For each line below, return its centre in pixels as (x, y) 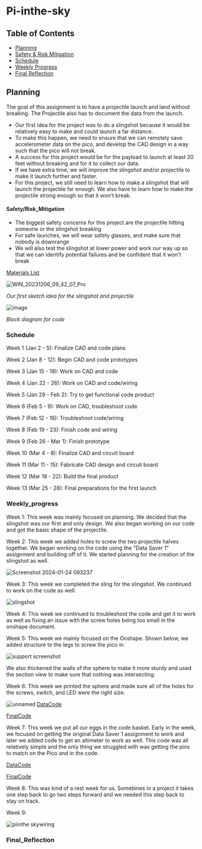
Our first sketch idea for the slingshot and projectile (70, 296)
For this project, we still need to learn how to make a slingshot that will (102, 183)
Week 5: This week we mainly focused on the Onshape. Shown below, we (97, 638)
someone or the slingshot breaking (58, 229)
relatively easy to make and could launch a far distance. (84, 131)
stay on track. (23, 801)
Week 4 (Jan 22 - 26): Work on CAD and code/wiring (72, 383)
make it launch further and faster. (56, 176)
